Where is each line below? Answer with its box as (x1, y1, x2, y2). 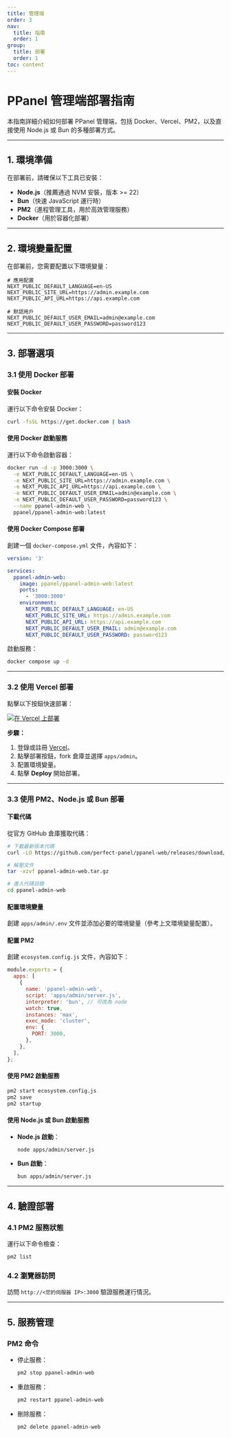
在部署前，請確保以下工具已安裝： (7, 173, 104, 182)
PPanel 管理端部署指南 (7, 93, 135, 109)
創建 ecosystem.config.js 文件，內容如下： (7, 953, 129, 961)
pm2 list (7, 1253, 32, 1260)
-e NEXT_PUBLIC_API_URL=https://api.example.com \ (13, 483, 162, 490)
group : (7, 42, 26, 49)
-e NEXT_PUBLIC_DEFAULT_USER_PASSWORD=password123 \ (13, 496, 168, 503)
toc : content (7, 61, 45, 68)
